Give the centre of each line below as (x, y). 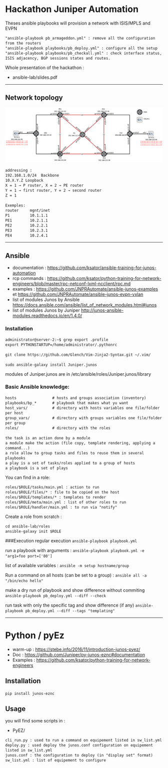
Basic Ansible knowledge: (37, 387)
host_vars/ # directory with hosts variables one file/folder (82, 408)
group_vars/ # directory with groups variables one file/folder (84, 418)
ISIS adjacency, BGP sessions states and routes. (58, 58)
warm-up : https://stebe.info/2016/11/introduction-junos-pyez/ (76, 649)
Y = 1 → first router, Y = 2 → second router (53, 191)
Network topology (34, 98)
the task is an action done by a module (48, 438)
